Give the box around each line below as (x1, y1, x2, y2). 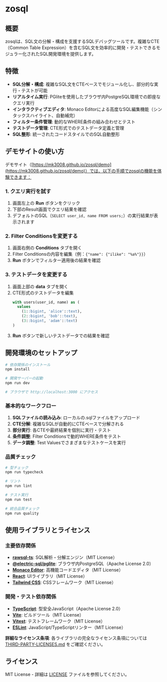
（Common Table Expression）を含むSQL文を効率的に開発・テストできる (5, 45, 156, 51)
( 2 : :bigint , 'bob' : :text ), (21, 314, 78, 319)
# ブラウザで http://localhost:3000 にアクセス (5, 390, 98, 395)
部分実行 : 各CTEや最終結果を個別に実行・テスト (12, 427, 111, 433)
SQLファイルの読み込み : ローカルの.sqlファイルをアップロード (12, 415, 141, 421)
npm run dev (5, 381, 30, 386)
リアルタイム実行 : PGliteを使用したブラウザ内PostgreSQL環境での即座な (12, 94, 161, 100)
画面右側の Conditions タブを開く (12, 245, 82, 251)
